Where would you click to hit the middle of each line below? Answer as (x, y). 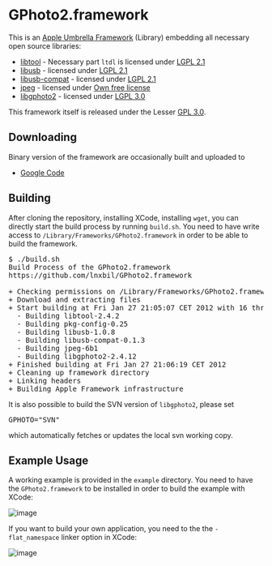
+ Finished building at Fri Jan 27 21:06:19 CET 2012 (117, 364)
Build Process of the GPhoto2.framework (90, 267)
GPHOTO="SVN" (34, 420)
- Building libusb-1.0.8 (66, 332)
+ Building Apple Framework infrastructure (96, 388)
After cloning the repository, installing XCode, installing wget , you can (123, 217)
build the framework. (43, 243)
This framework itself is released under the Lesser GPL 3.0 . (107, 112)
